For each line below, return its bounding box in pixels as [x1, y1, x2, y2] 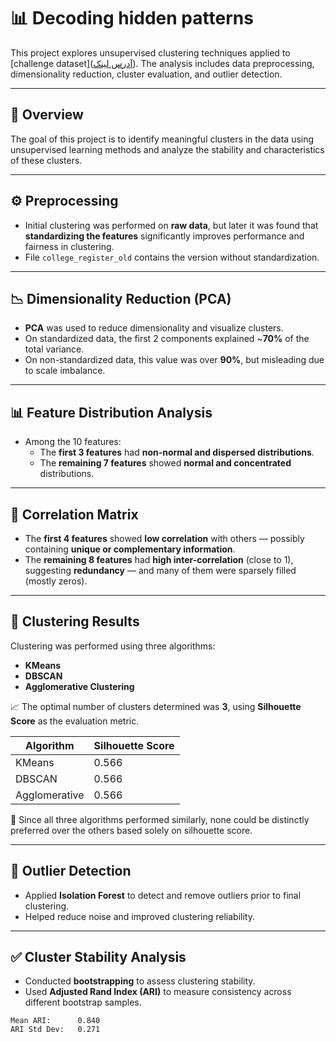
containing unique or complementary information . [24, 543, 236, 555]
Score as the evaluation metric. [10, 715, 140, 727]
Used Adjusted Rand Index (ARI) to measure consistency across [24, 986, 292, 998]
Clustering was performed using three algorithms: [10, 640, 216, 652]
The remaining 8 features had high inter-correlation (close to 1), [24, 554, 294, 565]
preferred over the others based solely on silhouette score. [10, 824, 253, 836]
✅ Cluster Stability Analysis [10, 949, 187, 966]
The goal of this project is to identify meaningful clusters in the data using [10, 133, 315, 145]
